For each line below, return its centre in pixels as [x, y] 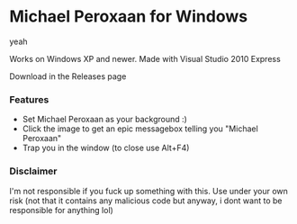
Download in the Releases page [68, 76]
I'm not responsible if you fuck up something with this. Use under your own [148, 191]
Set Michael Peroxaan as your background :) [104, 120]
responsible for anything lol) [62, 210]
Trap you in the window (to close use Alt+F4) [106, 148]
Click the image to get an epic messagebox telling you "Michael [140, 129]
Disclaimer [33, 171]
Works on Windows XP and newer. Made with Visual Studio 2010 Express [145, 58]
